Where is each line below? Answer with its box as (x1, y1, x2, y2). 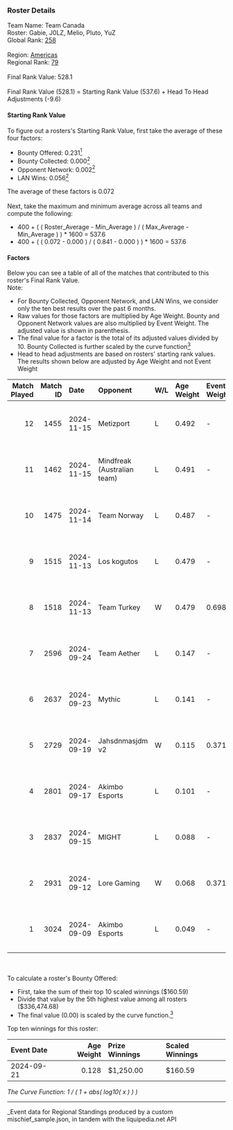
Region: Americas (7, 51, 58, 59)
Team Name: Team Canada (7, 22, 85, 30)
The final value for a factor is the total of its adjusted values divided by (17, 334, 218, 342)
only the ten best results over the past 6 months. (17, 305, 156, 313)
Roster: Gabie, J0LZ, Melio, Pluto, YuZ (7, 28, 116, 37)
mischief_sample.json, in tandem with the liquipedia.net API (7, 1115, 177, 1123)
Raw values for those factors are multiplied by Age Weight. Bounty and (17, 311, 220, 320)
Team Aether (98, 648, 141, 658)
